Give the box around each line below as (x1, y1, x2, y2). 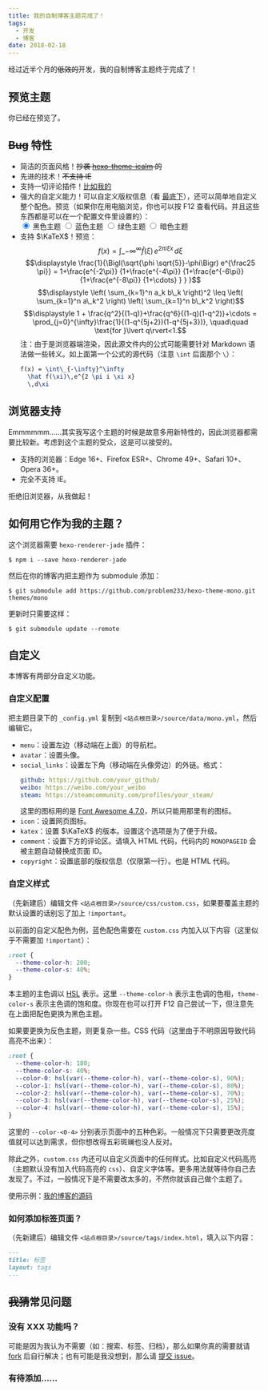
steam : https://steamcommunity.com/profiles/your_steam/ (19, 790, 214, 799)
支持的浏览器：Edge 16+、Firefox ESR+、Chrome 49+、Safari (19, 454, 225, 464)
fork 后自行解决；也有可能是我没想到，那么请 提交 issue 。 (8, 1351, 199, 1361)
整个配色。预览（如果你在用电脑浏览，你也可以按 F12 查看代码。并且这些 (19, 201, 260, 211)
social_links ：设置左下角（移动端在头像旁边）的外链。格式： (19, 760, 225, 770)
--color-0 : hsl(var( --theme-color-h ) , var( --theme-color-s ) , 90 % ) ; (15, 1074, 246, 1082)
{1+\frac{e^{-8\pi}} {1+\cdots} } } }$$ (79, 275, 202, 285)
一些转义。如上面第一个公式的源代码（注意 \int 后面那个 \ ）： (34, 349, 238, 359)
